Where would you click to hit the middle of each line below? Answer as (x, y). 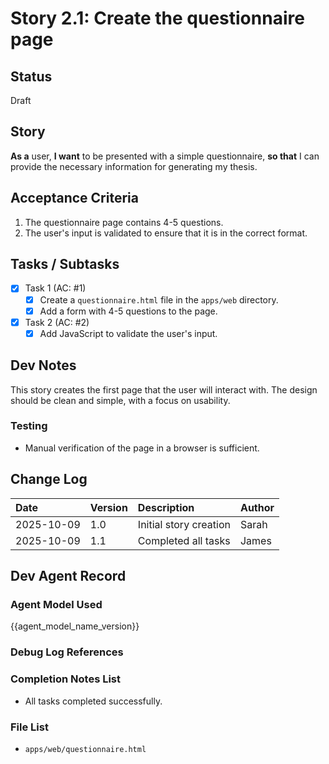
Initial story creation (184, 524)
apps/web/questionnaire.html (85, 749)
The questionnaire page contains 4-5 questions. (124, 222)
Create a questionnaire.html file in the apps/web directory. (159, 299)
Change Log (49, 479)
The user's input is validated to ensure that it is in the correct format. (166, 233)
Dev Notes (43, 365)
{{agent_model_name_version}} (75, 626)
